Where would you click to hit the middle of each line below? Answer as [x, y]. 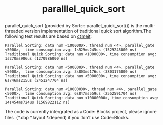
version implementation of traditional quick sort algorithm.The [88, 31]
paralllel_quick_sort [83, 9]
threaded [14, 31]
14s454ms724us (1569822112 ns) [38, 102]
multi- [149, 26]
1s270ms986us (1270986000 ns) [37, 59]
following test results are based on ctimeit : [49, 36]
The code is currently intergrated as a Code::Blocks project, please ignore [81, 112]
